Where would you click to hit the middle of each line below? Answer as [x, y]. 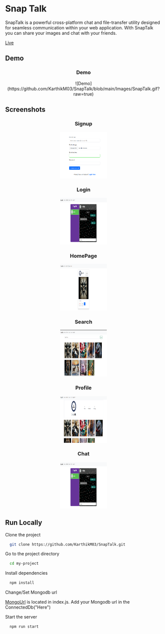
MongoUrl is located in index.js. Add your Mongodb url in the [68, 602]
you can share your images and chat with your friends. [61, 33]
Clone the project [23, 534]
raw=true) [83, 94]
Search [83, 321]
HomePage [83, 256]
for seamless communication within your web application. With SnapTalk [79, 27]
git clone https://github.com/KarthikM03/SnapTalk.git [68, 544]
